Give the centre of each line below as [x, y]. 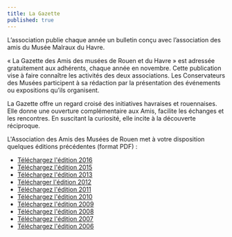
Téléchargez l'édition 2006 [55, 226]
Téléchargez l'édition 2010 [55, 196]
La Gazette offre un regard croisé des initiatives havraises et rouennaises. [112, 103]
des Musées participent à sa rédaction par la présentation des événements [114, 82]
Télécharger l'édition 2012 [54, 182]
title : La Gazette [34, 14]
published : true [30, 20]
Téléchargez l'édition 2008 [55, 211]
